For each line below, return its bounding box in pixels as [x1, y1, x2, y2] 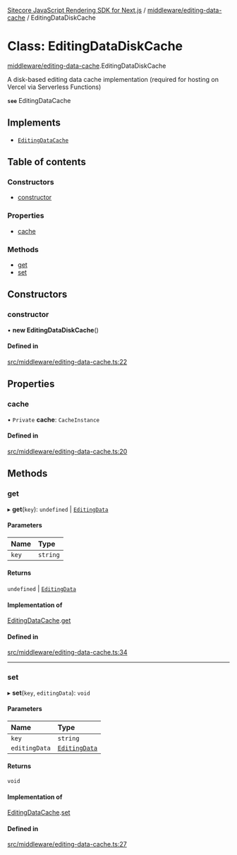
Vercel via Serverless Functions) [7, 83, 102, 91]
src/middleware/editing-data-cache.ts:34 [7, 648, 128, 657]
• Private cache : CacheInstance [7, 415, 100, 424]
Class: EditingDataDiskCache [7, 38, 183, 54]
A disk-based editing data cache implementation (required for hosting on [7, 75, 219, 83]
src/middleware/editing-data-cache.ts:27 [7, 840, 127, 849]
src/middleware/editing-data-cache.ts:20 [7, 447, 128, 455]
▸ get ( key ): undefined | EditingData [7, 505, 109, 513]
